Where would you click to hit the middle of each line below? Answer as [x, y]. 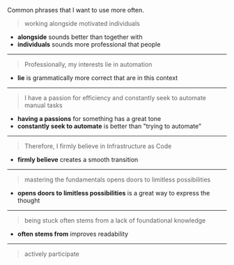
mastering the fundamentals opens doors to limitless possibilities [117, 179]
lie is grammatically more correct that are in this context [97, 78]
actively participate [52, 254]
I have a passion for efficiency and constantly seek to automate [115, 98]
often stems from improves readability [73, 234]
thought [29, 200]
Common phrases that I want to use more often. [76, 10]
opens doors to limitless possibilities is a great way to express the [114, 193]
